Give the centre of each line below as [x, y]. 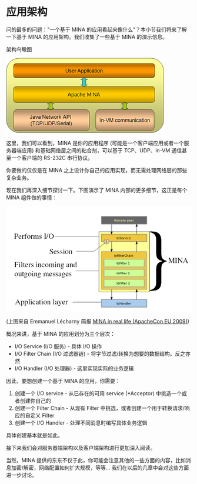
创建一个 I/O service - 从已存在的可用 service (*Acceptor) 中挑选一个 [98, 393]
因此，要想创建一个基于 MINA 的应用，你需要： [63, 381]
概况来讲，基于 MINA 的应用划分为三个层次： [61, 334]
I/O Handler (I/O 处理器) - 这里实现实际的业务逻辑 [74, 369]
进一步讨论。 [21, 475]
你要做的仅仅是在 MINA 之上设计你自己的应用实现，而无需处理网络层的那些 [97, 170]
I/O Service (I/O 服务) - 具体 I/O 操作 [58, 346]
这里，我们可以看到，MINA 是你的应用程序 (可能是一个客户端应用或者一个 [95, 143]
